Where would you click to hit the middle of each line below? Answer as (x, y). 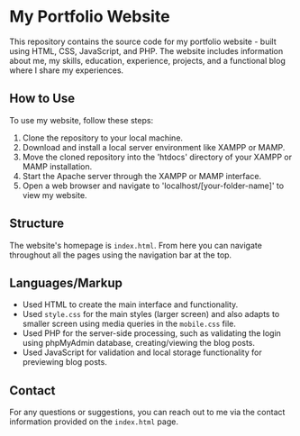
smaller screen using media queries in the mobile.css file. (129, 324)
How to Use (42, 99)
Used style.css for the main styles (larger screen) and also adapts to (151, 314)
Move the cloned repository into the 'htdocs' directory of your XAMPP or (157, 157)
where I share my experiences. (67, 70)
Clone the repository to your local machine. (102, 138)
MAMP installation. (57, 166)
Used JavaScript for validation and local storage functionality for (142, 352)
